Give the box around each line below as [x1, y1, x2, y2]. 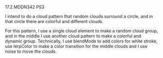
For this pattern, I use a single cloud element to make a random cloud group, [5, 28, 158, 33]
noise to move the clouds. [5, 48, 57, 54]
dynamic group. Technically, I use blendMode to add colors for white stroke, [5, 38, 158, 44]
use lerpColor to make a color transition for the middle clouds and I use [5, 43, 147, 49]
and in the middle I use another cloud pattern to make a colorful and [5, 33, 142, 39]
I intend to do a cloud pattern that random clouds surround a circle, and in [5, 14, 153, 19]
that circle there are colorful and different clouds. [5, 19, 104, 24]
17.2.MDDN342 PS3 [5, 4, 45, 10]
